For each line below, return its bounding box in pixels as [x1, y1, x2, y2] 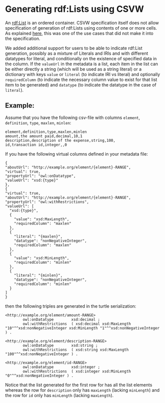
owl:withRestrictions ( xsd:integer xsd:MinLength [23, 369, 132, 374]
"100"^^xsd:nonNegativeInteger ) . [5, 352, 78, 357]
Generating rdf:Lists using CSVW [5, 3, 144, 15]
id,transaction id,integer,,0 [5, 142, 67, 147]
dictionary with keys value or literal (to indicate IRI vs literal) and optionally [5, 71, 160, 77]
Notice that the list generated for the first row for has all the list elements [5, 382, 153, 388]
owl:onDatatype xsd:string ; [23, 343, 98, 348]
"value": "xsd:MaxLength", [14, 216, 69, 222]
